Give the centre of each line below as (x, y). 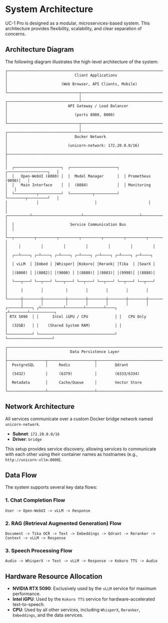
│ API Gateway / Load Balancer (67, 106)
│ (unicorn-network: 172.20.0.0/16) (72, 145)
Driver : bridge (27, 439)
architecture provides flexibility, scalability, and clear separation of (73, 28)
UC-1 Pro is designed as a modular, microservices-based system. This (77, 23)
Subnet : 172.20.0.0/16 (36, 434)
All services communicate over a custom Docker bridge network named (79, 419)
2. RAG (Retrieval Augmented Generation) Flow (63, 523)
